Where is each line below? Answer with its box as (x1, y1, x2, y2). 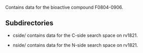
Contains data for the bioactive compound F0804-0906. (5, 5, 123, 10)
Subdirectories (5, 19, 53, 27)
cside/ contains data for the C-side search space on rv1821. (12, 32, 138, 38)
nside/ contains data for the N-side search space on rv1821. (12, 42, 138, 48)
